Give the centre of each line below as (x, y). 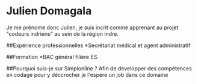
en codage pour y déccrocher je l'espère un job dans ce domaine (87, 74)
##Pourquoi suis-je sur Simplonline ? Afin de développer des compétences (99, 68)
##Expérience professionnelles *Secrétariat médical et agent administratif (98, 45)
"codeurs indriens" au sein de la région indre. (62, 33)
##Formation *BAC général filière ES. (53, 57)
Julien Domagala (49, 11)
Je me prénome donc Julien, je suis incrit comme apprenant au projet (92, 27)
